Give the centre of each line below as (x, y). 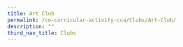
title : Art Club (31, 13)
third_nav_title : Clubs (42, 33)
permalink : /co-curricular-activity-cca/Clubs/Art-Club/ (92, 20)
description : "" (31, 26)
